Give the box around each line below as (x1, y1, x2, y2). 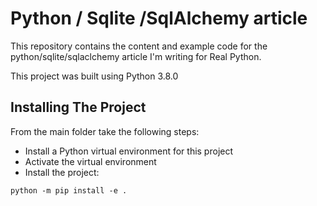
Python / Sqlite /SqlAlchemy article (10, 7, 308, 30)
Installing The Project (10, 99, 147, 116)
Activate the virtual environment (24, 155, 157, 167)
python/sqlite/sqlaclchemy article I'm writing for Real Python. (10, 50, 262, 62)
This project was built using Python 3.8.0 (10, 70, 179, 82)
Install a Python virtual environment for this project (24, 145, 234, 157)
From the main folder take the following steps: (10, 125, 200, 137)
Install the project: (24, 166, 100, 178)
